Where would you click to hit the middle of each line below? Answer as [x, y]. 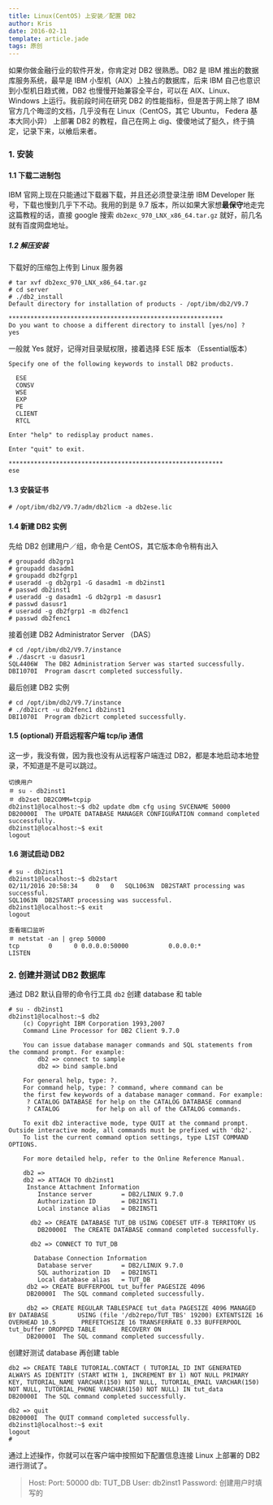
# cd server [28, 290]
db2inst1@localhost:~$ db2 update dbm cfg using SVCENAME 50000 [119, 807]
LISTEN [19, 953]
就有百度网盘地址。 [41, 225]
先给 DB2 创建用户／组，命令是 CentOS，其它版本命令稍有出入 [113, 546]
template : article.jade [49, 39]
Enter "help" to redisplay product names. [81, 436]
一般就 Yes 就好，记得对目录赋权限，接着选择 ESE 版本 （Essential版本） [130, 349]
